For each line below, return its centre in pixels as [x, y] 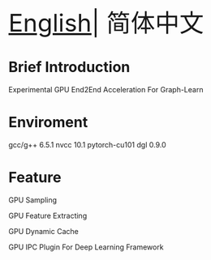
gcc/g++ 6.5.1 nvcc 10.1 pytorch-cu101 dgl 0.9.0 [87, 144]
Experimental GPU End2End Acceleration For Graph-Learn [106, 89]
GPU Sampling [33, 200]
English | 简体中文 [106, 23]
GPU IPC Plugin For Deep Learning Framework [86, 247]
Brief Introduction [69, 67]
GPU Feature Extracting [48, 215]
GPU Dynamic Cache [43, 231]
